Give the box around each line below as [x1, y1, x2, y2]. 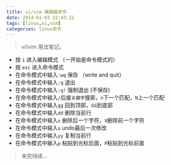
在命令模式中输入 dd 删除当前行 [15, 109, 92, 116]
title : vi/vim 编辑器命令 [6, 8, 67, 15]
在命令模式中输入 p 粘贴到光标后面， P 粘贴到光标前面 [15, 140, 145, 147]
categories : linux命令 [6, 25, 62, 32]
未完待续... [21, 152, 47, 160]
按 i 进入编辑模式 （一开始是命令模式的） [15, 56, 118, 64]
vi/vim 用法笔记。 [21, 43, 65, 50]
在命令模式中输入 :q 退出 [15, 79, 76, 86]
